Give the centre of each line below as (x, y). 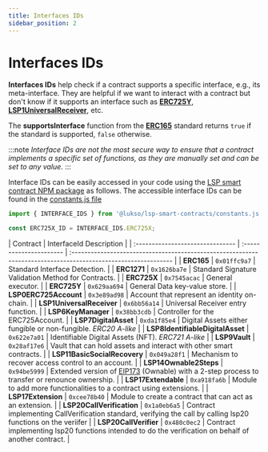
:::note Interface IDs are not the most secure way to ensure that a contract (131, 150)
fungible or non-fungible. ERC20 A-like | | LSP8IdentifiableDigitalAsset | (129, 329)
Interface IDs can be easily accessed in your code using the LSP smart (125, 182)
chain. (18, 303)
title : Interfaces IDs (46, 16)
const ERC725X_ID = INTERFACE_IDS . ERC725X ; (82, 229)
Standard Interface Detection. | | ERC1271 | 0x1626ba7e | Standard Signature (133, 270)
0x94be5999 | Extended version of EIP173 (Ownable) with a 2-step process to (134, 371)
